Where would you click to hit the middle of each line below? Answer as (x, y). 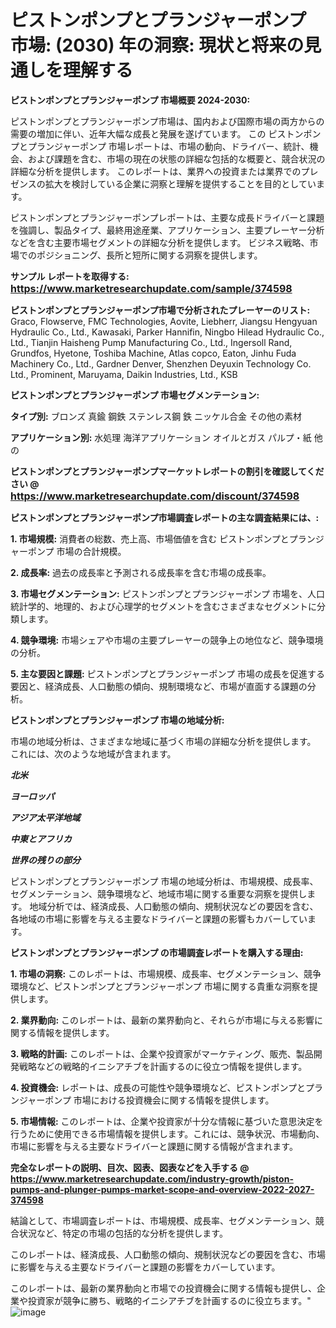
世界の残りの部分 (45, 860)
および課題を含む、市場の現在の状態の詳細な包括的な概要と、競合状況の (176, 158)
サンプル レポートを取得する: (70, 276)
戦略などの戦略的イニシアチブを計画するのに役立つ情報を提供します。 (163, 1066)
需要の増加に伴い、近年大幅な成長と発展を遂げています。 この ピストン (157, 133)
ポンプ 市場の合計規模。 (77, 551)
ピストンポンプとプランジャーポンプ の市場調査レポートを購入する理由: (157, 952)
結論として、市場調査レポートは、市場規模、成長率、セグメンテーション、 (163, 1220)
